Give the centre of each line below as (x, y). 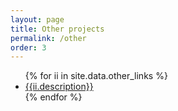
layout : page (37, 19)
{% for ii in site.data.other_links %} (96, 76)
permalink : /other (48, 38)
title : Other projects (57, 29)
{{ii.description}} (59, 87)
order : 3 (28, 47)
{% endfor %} (53, 97)
